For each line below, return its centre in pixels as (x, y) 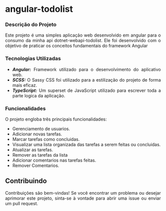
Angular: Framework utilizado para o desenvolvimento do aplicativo (86, 69)
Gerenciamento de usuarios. (41, 129)
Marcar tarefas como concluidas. (46, 139)
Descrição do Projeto (31, 25)
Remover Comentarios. (36, 166)
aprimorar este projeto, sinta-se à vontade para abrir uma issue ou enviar (83, 198)
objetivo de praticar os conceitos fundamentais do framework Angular (77, 46)
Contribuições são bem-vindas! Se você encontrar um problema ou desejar (83, 193)
